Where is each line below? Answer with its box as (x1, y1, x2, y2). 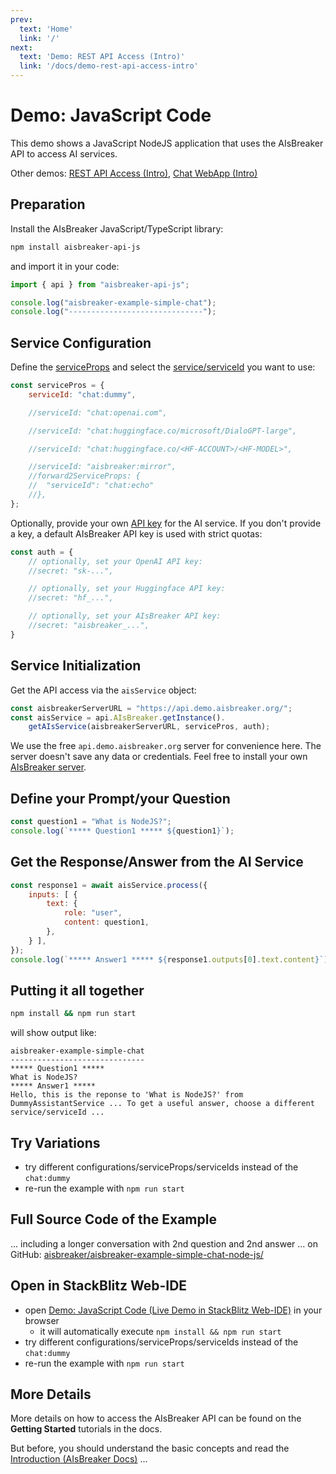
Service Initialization (10, 657, 142, 675)
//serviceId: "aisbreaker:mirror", (28, 462, 177, 472)
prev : (10, 14, 33, 25)
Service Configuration (10, 334, 152, 351)
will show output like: (10, 1027, 97, 1039)
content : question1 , (63, 917, 150, 928)
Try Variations (10, 1134, 101, 1151)
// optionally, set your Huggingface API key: (28, 584, 226, 594)
